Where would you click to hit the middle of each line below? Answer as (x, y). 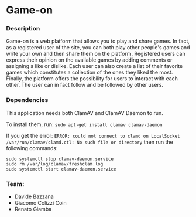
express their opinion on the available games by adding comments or (89, 60)
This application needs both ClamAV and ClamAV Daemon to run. (85, 113)
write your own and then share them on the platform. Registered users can (96, 54)
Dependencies (27, 100)
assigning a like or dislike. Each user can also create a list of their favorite (94, 66)
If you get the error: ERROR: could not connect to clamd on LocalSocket (93, 135)
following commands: (32, 148)
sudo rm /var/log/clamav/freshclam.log (55, 164)
